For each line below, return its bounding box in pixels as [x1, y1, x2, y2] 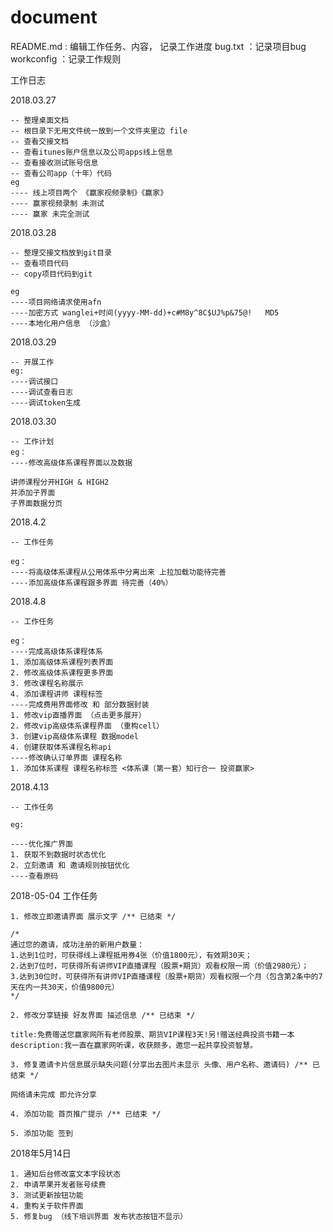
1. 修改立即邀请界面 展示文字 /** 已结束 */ [10, 911, 177, 921]
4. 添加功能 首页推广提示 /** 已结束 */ [10, 1109, 162, 1119]
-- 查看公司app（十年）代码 [10, 168, 112, 178]
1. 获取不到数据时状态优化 [10, 849, 107, 860]
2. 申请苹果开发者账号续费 [10, 1179, 107, 1190]
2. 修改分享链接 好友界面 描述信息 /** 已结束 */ [10, 1010, 196, 1020]
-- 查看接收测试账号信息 [10, 157, 99, 168]
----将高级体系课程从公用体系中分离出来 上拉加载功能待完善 [10, 567, 227, 577]
